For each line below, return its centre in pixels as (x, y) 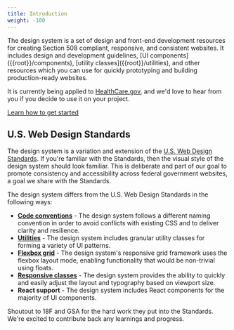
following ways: (30, 202)
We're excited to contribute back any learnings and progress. (96, 319)
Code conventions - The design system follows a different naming (114, 216)
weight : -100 (26, 20)
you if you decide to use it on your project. (69, 98)
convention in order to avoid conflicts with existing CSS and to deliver (118, 223)
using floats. (35, 268)
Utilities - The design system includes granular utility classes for (111, 238)
